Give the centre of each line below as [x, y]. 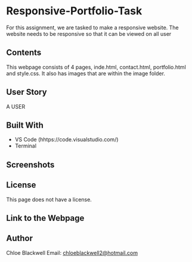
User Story [27, 92]
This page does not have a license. [49, 199]
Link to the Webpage [45, 218]
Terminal [26, 146]
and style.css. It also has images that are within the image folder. [86, 73]
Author [19, 238]
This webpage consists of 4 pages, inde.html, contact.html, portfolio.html [96, 67]
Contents [24, 53]
